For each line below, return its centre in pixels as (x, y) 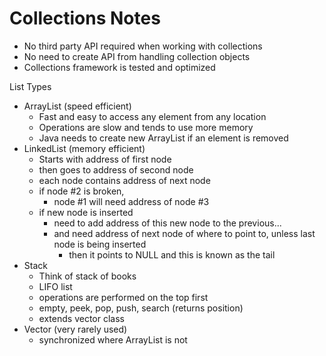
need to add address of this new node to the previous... (167, 223)
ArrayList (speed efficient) (77, 106)
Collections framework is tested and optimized (119, 67)
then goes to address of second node (116, 169)
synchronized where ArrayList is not (113, 339)
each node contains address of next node (124, 180)
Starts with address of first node (105, 159)
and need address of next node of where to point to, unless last (184, 233)
